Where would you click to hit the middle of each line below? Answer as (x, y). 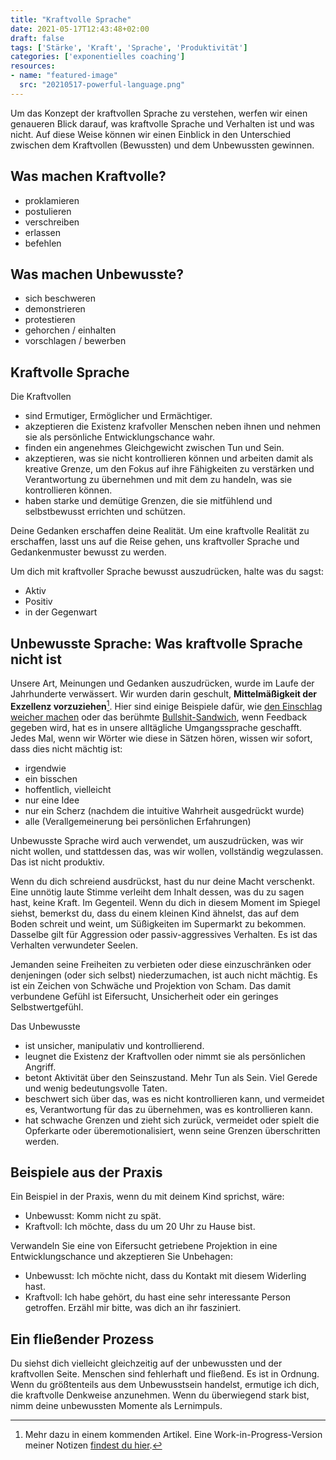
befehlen (43, 243)
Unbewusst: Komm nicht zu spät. (93, 1216)
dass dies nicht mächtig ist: (66, 748)
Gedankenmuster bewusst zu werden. (88, 552)
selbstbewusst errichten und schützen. (105, 512)
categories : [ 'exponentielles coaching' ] (98, 57)
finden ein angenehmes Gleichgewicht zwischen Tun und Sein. (154, 448)
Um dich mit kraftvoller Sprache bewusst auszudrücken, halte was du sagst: (167, 572)
